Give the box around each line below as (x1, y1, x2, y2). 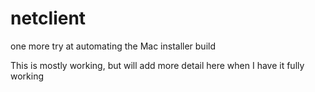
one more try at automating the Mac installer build (10, 40, 217, 52)
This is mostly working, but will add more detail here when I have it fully (10, 59, 305, 71)
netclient (10, 7, 87, 30)
